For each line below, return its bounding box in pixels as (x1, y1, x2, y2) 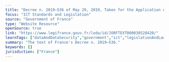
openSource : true (5, 26, 42, 31)
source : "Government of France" (5, 16, 73, 21)
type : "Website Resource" (5, 21, 59, 26)
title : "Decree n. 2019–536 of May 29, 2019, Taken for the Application (5, 7, 161, 12)
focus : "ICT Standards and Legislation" (5, 12, 92, 17)
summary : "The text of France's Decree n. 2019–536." (5, 40, 121, 45)
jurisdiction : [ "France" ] (5, 49, 59, 54)
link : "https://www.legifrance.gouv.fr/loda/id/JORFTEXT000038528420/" (5, 30, 158, 35)
